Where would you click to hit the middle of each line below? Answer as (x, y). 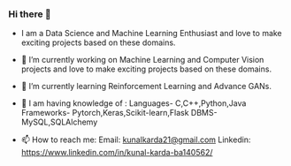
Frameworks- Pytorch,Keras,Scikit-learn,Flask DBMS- (119, 113)
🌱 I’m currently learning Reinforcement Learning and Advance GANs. (146, 87)
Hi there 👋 (30, 14)
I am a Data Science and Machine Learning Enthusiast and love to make (151, 34)
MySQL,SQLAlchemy (59, 122)
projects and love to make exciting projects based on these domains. (146, 69)
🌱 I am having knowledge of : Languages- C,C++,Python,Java (134, 103)
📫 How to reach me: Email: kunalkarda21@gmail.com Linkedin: (136, 140)
